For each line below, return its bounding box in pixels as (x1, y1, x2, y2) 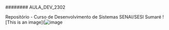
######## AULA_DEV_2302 (5, 4, 66, 10)
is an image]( (17, 19, 45, 25)
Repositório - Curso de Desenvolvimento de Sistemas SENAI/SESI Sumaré (5, 14, 161, 19)
